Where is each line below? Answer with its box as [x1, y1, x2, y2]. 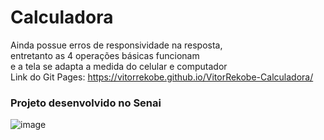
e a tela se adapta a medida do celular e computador [10, 60, 228, 72]
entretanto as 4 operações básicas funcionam [10, 49, 200, 61]
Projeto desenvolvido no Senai [10, 96, 162, 110]
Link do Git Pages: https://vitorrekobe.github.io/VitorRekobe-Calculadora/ [10, 71, 314, 83]
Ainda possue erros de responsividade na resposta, [10, 39, 223, 51]
